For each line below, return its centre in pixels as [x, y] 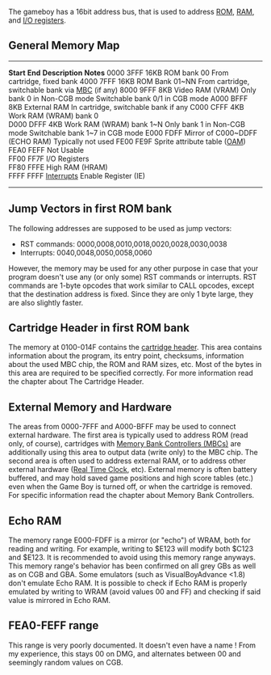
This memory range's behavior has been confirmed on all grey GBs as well [132, 566]
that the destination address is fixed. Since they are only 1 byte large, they [131, 293]
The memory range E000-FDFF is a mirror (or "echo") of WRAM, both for [130, 540]
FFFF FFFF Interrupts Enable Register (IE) [77, 175]
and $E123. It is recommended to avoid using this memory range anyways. [132, 558]
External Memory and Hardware [90, 407]
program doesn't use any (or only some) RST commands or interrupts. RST [133, 276]
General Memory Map [64, 46]
